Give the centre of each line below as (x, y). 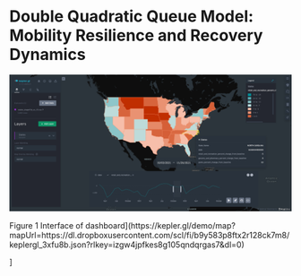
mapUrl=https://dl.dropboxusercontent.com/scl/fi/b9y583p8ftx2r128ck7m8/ (150, 236)
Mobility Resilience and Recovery (136, 35)
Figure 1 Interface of (46, 226)
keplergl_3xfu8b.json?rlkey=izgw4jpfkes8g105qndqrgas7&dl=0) (127, 245)
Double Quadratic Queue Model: (131, 17)
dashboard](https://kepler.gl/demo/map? (160, 226)
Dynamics (48, 55)
